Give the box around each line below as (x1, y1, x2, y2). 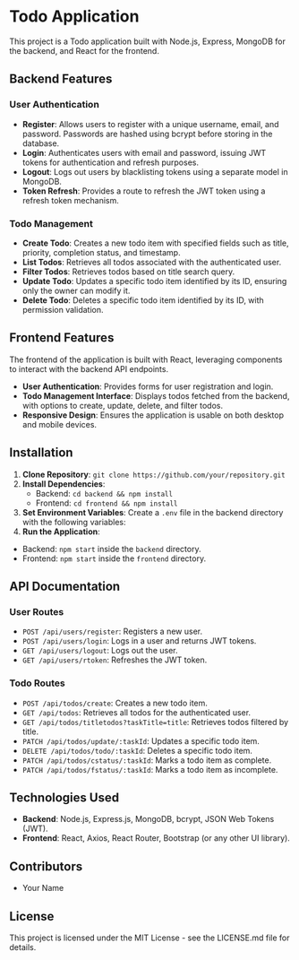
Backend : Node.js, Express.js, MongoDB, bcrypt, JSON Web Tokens (21, 814, 275, 825)
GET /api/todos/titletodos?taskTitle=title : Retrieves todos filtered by (21, 716, 289, 727)
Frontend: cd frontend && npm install (35, 497, 178, 508)
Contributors (9, 859, 83, 874)
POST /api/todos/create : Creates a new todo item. (21, 697, 209, 708)
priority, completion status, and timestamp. (21, 246, 181, 257)
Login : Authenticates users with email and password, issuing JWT (21, 147, 267, 158)
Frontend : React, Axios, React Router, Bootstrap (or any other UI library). (21, 833, 291, 843)
